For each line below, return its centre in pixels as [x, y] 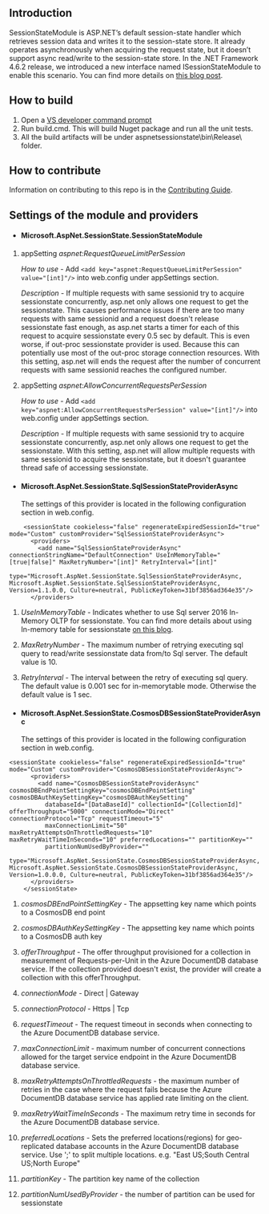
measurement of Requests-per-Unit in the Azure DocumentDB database [139, 961]
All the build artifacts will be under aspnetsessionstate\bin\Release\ [131, 136]
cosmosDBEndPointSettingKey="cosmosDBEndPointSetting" [102, 791]
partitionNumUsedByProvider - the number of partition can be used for [138, 1195]
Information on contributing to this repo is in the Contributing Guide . [121, 190]
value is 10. [39, 662]
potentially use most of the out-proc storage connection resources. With [140, 353]
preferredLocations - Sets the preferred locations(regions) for [122, 1138]
